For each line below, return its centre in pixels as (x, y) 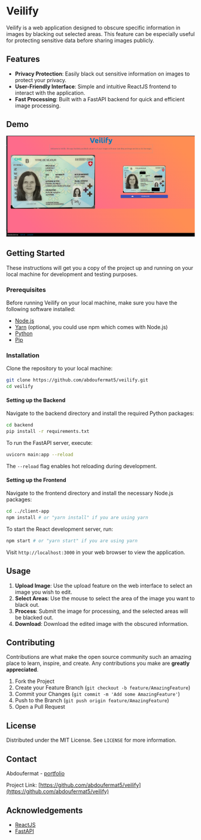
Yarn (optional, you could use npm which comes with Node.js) (91, 327)
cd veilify (20, 387)
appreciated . (22, 670)
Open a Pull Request (40, 707)
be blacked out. (34, 617)
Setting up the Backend (36, 400)
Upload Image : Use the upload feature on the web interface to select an (103, 585)
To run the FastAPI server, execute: (49, 443)
